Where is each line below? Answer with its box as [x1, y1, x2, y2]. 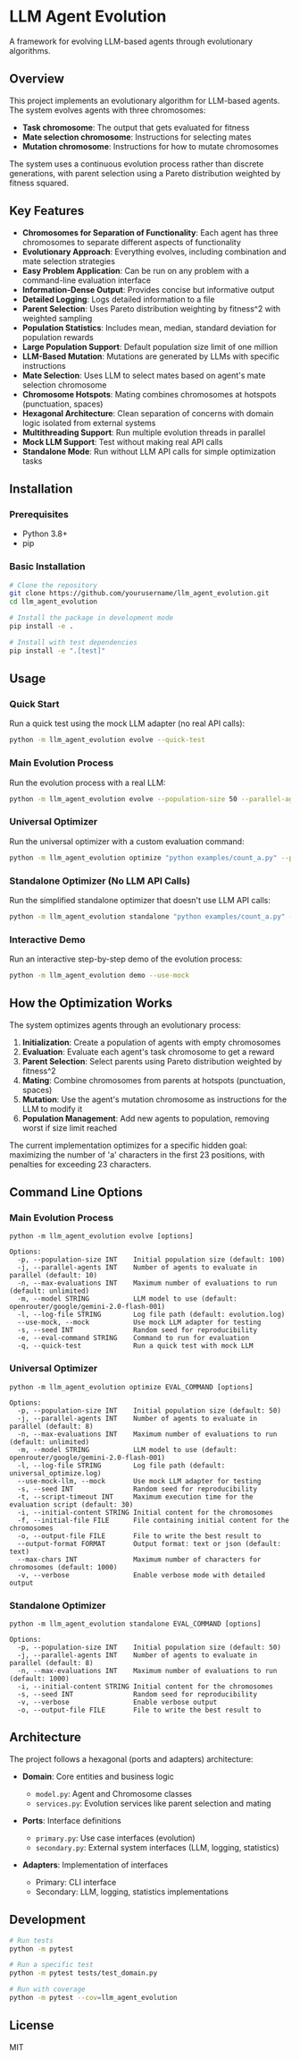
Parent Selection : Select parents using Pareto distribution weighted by [21, 1056, 283, 1066]
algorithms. [9, 45, 51, 56]
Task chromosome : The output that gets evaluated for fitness [21, 122, 250, 132]
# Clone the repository [9, 580, 98, 590]
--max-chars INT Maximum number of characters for [17, 1555, 262, 1564]
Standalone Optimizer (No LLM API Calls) [9, 875, 190, 887]
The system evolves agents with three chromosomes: [9, 105, 206, 115]
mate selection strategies [21, 255, 116, 266]
